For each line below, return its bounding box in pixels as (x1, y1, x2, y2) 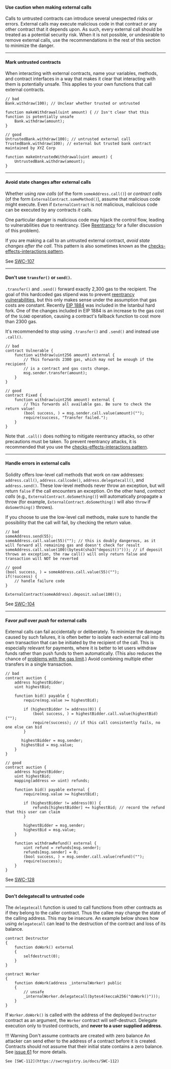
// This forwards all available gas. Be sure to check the (23, 401, 152, 407)
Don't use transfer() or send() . (5, 275, 72, 281)
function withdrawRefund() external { (14, 841, 97, 846)
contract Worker (5, 971, 40, 977)
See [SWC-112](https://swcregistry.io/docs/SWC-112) (5, 1059, 120, 1064)
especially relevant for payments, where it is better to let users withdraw (5, 645, 157, 651)
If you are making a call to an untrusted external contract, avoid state (5, 237, 150, 244)
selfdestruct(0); (23, 954, 60, 959)
